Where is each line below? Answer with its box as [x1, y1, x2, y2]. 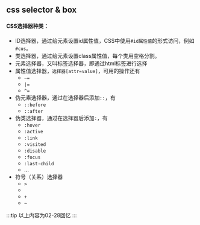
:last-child [23, 160, 54, 166]
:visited [23, 141, 46, 147]
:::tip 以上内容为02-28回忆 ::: [6, 211, 77, 219]
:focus [23, 154, 41, 160]
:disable [23, 148, 46, 154]
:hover [23, 122, 41, 128]
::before [23, 102, 46, 108]
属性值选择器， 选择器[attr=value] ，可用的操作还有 [14, 67, 140, 74]
